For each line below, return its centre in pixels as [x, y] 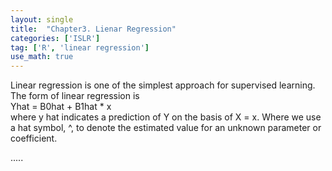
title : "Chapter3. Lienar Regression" [93, 29]
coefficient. [34, 138]
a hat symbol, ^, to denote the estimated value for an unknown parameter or [166, 128]
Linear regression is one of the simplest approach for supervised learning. [163, 85]
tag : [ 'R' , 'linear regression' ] [80, 47]
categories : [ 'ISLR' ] [55, 38]
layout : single [42, 19]
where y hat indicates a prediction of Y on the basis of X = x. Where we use [166, 117]
